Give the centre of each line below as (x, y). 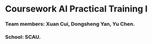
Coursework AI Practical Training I (76, 9)
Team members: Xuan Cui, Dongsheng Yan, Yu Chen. (70, 24)
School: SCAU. (23, 37)
